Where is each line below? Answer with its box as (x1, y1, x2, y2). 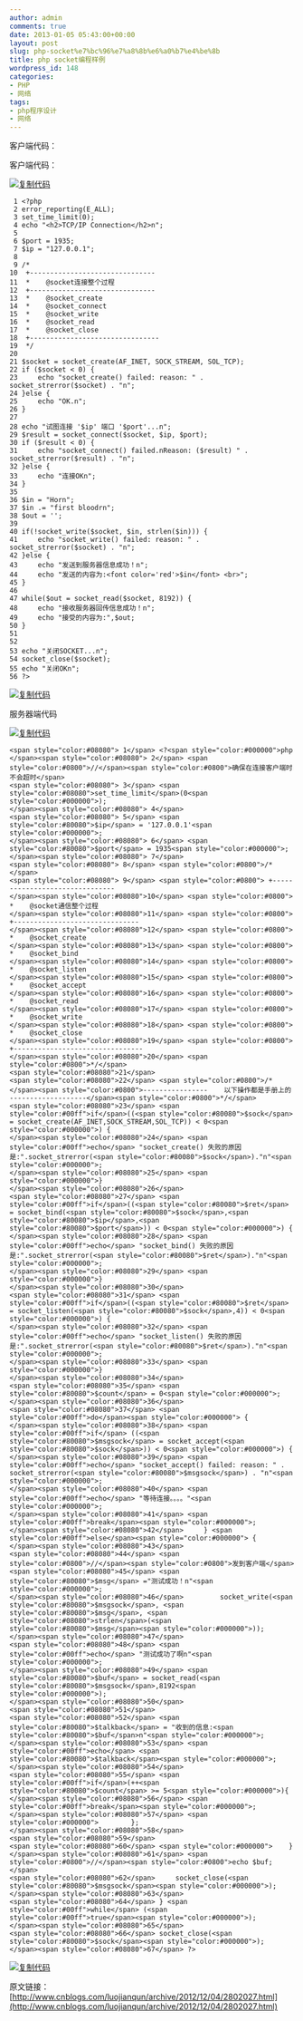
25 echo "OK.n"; (9, 397, 88, 406)
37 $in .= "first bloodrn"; (9, 504, 116, 513)
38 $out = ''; (9, 511, 63, 521)
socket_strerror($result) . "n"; (9, 454, 136, 463)
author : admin (9, 13, 63, 23)
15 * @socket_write (9, 310, 99, 319)
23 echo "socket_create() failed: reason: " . (9, 373, 204, 382)
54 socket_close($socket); (9, 654, 111, 664)
